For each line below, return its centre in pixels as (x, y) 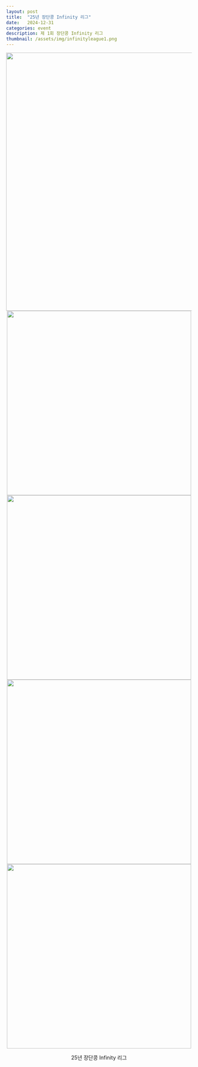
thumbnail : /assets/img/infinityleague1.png (62, 39)
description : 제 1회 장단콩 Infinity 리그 (55, 34)
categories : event (29, 28)
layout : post (22, 12)
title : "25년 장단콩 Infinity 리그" (49, 17)
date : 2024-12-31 (30, 22)
